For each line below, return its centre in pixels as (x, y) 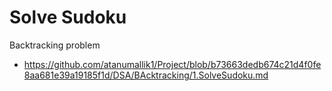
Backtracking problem (55, 45)
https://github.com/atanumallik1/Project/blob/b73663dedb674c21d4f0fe (172, 64)
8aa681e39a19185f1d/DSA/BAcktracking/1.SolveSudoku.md (146, 75)
